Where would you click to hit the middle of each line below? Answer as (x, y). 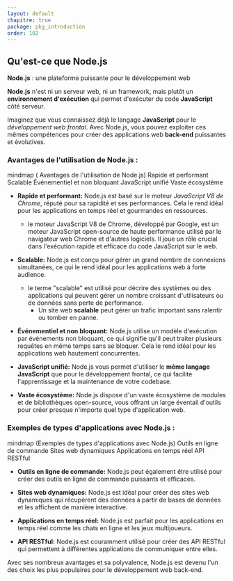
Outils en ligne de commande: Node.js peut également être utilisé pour (120, 471)
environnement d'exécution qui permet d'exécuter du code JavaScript (110, 99)
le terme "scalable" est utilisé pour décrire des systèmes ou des (119, 288)
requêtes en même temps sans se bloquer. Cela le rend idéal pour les (116, 346)
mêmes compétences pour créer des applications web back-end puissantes (116, 135)
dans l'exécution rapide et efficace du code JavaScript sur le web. (122, 246)
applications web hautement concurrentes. (79, 353)
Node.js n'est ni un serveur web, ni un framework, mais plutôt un (100, 92)
